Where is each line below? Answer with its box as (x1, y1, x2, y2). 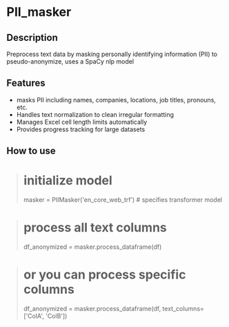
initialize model (23, 173, 113, 189)
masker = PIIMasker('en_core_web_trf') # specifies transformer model (23, 196, 222, 204)
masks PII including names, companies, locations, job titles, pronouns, (16, 95, 217, 104)
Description (6, 32, 58, 44)
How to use (6, 145, 56, 157)
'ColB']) (45, 312, 68, 320)
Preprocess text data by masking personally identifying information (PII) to (6, 50, 218, 58)
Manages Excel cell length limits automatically (16, 118, 148, 126)
